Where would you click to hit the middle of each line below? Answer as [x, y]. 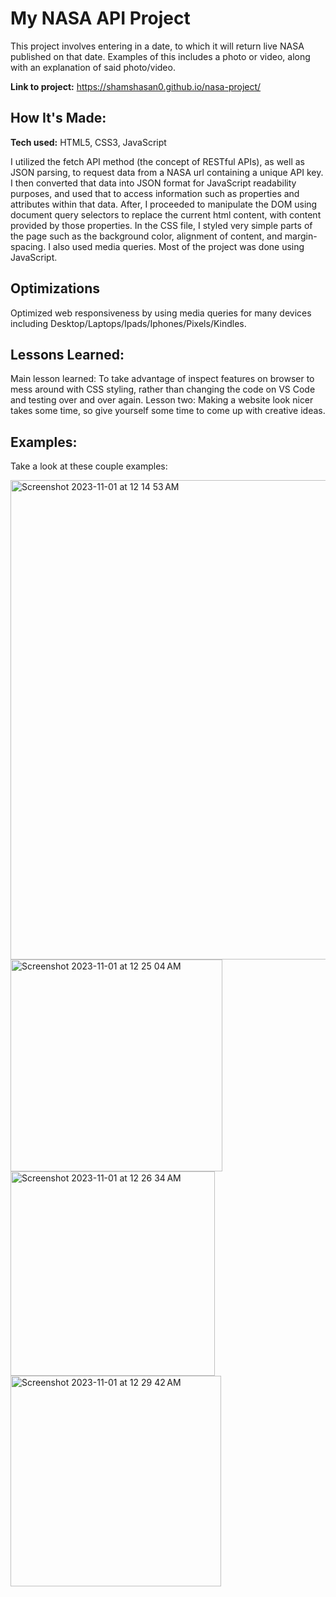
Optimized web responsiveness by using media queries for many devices [161, 313]
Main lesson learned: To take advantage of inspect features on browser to [162, 379]
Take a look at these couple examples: [89, 466]
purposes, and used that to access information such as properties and [155, 193]
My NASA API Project [100, 18]
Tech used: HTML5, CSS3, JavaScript [88, 142]
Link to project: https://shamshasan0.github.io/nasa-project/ [136, 86]
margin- [301, 236]
